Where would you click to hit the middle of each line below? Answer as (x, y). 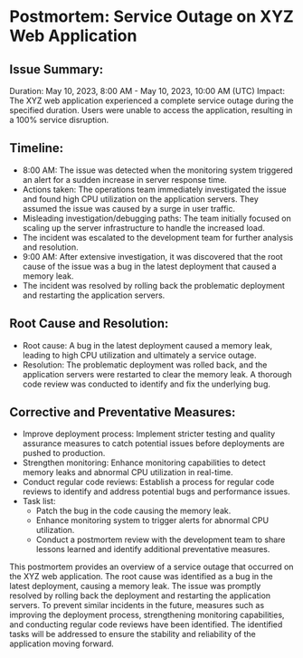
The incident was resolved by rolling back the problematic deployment (153, 285)
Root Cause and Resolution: (89, 324)
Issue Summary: (57, 69)
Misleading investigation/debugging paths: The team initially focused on (156, 218)
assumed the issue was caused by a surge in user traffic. (129, 208)
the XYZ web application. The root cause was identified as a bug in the (141, 577)
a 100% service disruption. (59, 120)
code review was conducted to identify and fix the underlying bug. (147, 384)
